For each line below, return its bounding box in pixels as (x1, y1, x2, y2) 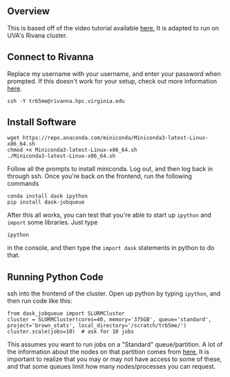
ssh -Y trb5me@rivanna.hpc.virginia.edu (7, 97, 126, 104)
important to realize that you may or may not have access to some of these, (7, 355, 222, 363)
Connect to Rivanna (7, 51, 94, 63)
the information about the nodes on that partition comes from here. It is (7, 348, 209, 356)
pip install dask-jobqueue (7, 199, 85, 206)
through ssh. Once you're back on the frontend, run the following (7, 172, 192, 180)
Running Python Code (7, 271, 104, 282)
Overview (7, 6, 50, 17)
